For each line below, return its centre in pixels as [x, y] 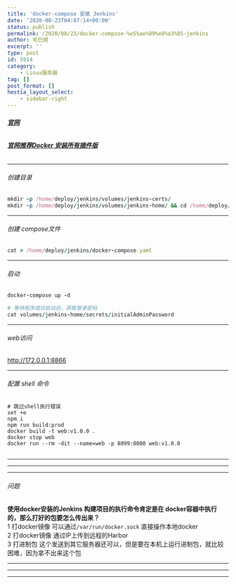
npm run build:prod [36, 425]
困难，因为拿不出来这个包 [44, 553]
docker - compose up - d [39, 296]
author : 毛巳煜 [28, 40]
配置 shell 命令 [28, 383]
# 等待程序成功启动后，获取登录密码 [52, 308]
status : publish [31, 27]
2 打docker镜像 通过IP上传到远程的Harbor [68, 535]
